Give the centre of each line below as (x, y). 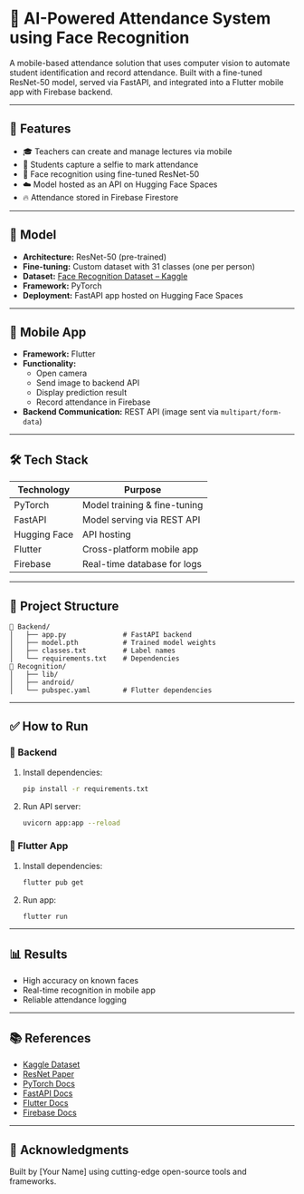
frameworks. (33, 1181)
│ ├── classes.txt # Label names (93, 651)
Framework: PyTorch (62, 286)
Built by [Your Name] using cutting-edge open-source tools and (128, 1171)
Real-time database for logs (142, 564)
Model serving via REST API (141, 520)
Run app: (39, 900)
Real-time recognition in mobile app (89, 990)
